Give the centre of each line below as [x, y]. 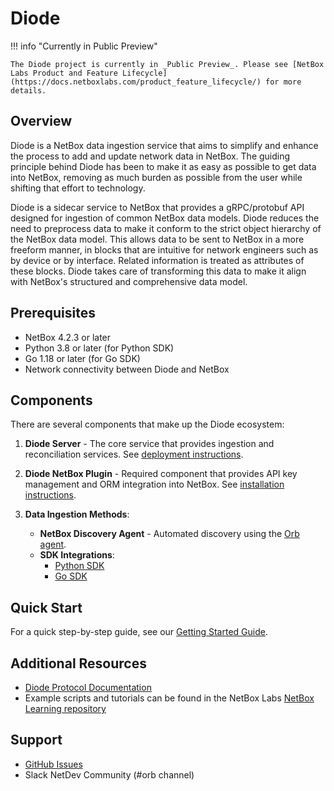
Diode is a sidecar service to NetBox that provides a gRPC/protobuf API [157, 207]
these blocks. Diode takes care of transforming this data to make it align [158, 271]
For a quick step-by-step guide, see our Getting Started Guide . [139, 632]
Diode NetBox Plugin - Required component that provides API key [161, 474]
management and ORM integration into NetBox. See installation [154, 484]
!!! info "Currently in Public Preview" [84, 46]
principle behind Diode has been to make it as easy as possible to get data [163, 166]
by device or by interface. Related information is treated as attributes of [157, 260]
